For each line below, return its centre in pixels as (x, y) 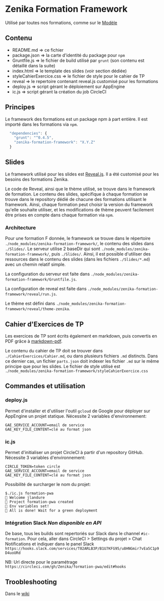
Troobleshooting (31, 582)
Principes (20, 107)
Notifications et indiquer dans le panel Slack (50, 544)
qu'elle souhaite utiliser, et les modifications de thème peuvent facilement (80, 209)
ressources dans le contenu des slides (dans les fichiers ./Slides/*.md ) (78, 259)
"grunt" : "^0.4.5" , (34, 138)
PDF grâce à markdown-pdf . (34, 341)
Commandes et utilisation (45, 386)
